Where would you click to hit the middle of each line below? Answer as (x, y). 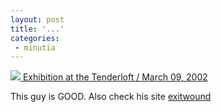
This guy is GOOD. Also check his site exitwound (111, 97)
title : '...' (37, 29)
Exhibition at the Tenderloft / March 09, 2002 (115, 77)
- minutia (35, 47)
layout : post (37, 19)
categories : (35, 38)
